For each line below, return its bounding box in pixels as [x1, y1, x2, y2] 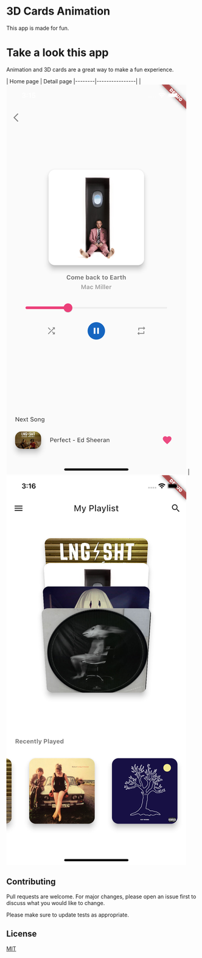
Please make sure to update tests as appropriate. [6, 911, 130, 918]
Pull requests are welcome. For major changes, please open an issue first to [6, 893, 197, 900]
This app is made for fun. [6, 24, 69, 32]
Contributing [6, 876, 56, 887]
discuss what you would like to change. [6, 899, 105, 906]
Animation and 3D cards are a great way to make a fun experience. [6, 66, 174, 73]
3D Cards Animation [6, 4, 111, 18]
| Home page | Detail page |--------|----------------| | [6, 77, 141, 85]
